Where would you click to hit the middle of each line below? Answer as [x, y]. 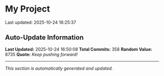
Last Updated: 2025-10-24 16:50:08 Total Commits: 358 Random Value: [79, 49]
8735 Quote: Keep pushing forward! [41, 54]
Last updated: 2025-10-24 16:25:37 [41, 22]
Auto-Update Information [44, 38]
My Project [28, 9]
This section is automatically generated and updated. [59, 68]
